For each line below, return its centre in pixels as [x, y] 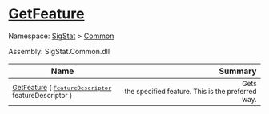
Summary [238, 71]
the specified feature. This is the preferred [191, 91]
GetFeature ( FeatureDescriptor [62, 87]
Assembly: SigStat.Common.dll [59, 51]
